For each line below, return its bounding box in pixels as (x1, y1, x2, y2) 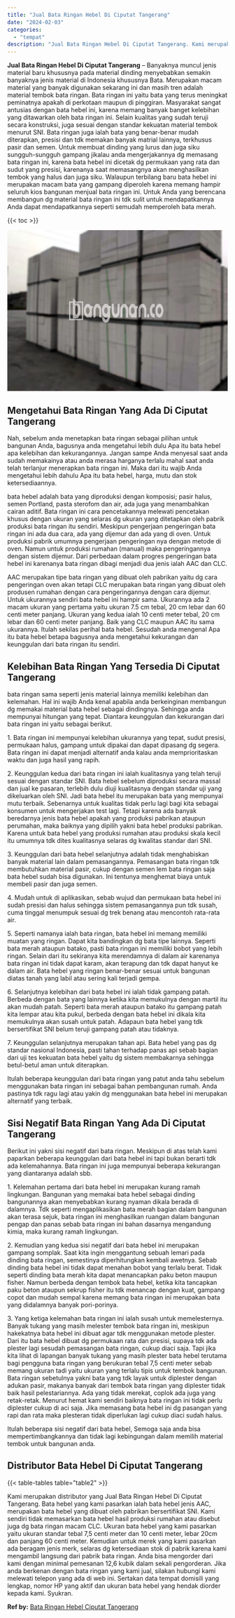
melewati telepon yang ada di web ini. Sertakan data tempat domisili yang (7, 1574, 220, 1582)
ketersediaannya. (7, 479, 57, 487)
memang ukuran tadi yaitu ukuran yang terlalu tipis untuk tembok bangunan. (7, 1366, 227, 1375)
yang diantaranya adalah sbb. (7, 1169, 93, 1178)
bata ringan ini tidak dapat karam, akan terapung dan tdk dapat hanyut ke (7, 959, 219, 968)
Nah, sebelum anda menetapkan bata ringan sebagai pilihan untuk (7, 434, 198, 443)
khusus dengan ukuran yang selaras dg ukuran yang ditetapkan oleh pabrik (7, 515, 225, 523)
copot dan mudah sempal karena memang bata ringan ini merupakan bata (7, 1293, 220, 1302)
